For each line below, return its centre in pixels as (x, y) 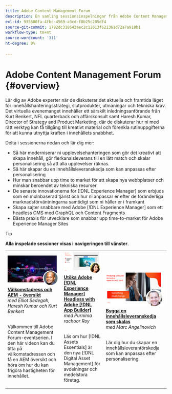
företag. (72, 380)
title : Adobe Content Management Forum (48, 11)
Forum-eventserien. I (30, 338)
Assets (71, 342)
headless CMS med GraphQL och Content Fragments (69, 213)
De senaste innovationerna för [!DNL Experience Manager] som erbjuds (88, 191)
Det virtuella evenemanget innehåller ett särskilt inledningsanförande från (83, 111)
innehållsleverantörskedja (133, 348)
